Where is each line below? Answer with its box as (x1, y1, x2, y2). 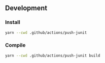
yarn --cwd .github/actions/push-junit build (5, 53, 100, 58)
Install (5, 19, 21, 26)
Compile (5, 42, 26, 49)
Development (5, 4, 48, 12)
